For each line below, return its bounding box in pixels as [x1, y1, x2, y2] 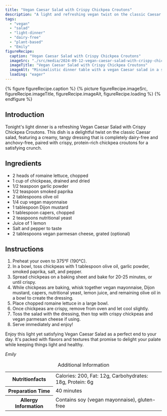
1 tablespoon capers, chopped [12, 209, 75, 215]
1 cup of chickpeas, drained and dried [12, 177, 90, 184]
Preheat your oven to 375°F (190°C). [12, 258, 87, 264]
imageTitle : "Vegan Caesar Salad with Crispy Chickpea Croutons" [9, 63, 148, 68]
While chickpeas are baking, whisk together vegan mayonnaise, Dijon [12, 284, 155, 291]
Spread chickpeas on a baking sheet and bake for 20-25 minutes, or [12, 274, 153, 280]
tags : [5, 16, 16, 21]
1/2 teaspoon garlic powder [12, 183, 69, 189]
